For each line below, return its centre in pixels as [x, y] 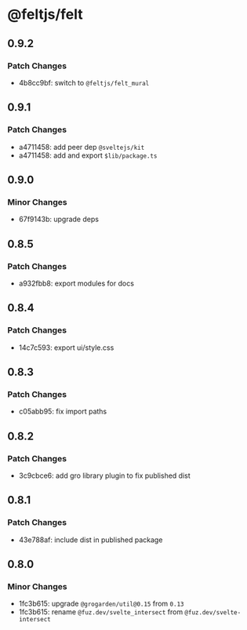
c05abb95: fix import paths [63, 412]
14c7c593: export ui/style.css [66, 348]
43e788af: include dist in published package [91, 540]
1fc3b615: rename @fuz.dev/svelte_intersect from [101, 612]
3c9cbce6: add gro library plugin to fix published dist [105, 475]
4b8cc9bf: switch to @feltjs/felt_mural [84, 82]
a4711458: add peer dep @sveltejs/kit [82, 147]
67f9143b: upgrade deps [59, 219]
